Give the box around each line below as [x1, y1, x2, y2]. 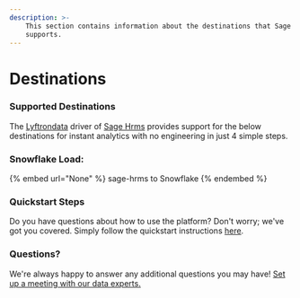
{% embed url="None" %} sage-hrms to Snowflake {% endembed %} [9, 173, 268, 184]
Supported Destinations [9, 101, 116, 113]
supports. [25, 30, 63, 39]
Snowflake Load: [9, 153, 84, 165]
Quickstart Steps [9, 196, 85, 208]
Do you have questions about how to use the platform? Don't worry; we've [9, 216, 285, 227]
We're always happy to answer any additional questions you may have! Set [9, 268, 286, 279]
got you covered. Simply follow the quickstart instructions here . [9, 225, 244, 236]
